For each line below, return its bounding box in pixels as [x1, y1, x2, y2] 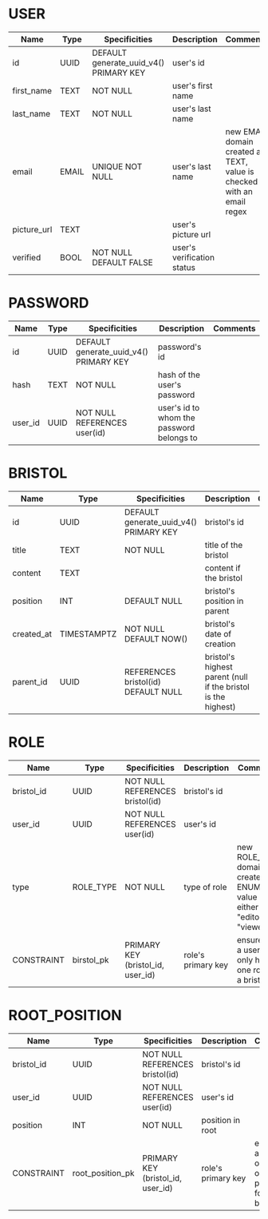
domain [225, 136, 254, 147]
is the [204, 691, 226, 702]
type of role [183, 881, 227, 892]
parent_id [12, 676, 48, 687]
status [172, 261, 195, 272]
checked [225, 176, 258, 187]
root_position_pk [72, 1167, 135, 1178]
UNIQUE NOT [91, 161, 143, 172]
